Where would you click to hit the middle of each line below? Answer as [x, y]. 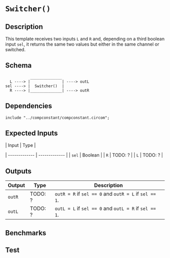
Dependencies [29, 106]
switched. [15, 49]
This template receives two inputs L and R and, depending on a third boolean [85, 39]
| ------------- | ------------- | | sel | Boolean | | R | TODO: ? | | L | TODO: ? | [84, 155]
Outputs [18, 171]
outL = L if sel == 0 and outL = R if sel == [105, 208]
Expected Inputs [32, 133]
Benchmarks [26, 233]
